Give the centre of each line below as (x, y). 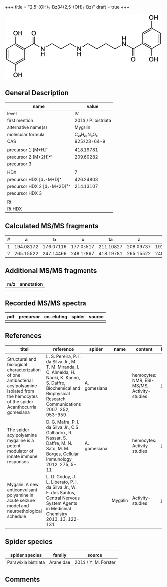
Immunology (59, 459)
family (60, 555)
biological (17, 364)
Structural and (22, 359)
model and (18, 506)
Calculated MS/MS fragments (52, 226)
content (144, 349)
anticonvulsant (22, 490)
